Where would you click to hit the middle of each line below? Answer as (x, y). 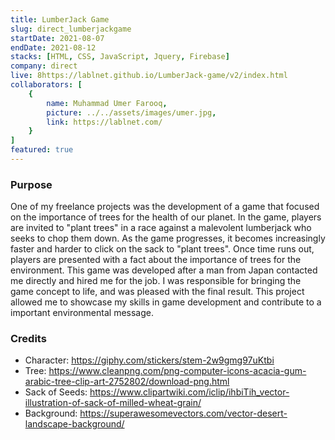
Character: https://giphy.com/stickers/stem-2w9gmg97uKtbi (149, 360)
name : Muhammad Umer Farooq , (107, 103)
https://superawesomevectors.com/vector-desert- (183, 413)
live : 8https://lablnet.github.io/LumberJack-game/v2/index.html (149, 76)
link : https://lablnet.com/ (104, 122)
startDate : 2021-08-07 (57, 38)
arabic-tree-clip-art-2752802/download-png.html (127, 382)
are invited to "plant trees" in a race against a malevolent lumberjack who (161, 228)
